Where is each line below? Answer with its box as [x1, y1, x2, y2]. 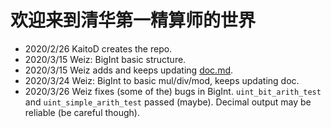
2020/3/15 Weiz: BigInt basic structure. [24, 53, 187, 65]
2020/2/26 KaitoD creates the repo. [24, 42, 173, 55]
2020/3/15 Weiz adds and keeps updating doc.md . [24, 64, 234, 76]
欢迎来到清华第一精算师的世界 [10, 9, 257, 32]
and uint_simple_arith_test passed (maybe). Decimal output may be [24, 96, 312, 108]
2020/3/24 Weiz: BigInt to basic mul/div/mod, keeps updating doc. [24, 74, 300, 86]
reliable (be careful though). [24, 106, 140, 118]
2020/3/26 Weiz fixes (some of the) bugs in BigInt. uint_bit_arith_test [24, 85, 322, 97]
